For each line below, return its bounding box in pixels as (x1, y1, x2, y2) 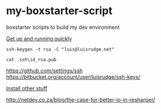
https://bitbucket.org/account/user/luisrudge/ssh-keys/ (6, 73, 140, 80)
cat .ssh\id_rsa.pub (6, 57, 57, 62)
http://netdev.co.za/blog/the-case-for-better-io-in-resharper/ (6, 96, 155, 103)
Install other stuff (6, 84, 48, 92)
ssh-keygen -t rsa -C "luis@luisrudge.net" (6, 46, 115, 52)
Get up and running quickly (6, 35, 73, 42)
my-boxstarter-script (6, 4, 113, 18)
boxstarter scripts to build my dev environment (6, 24, 120, 31)
